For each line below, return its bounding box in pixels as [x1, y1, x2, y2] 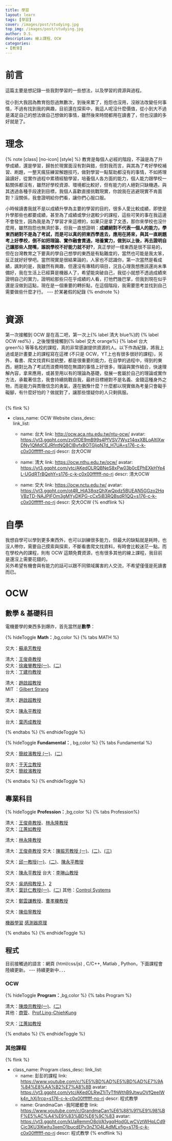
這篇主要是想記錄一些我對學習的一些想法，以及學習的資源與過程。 [5, 87, 144, 93]
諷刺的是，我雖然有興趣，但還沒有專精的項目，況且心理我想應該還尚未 [14, 263, 162, 269]
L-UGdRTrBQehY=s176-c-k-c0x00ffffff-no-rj [20, 471, 114, 477]
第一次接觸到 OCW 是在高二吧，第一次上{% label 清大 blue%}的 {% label [5, 331, 159, 338]
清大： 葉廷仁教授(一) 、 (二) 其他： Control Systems [5, 887, 111, 893]
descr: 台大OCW [56, 448, 92, 454]
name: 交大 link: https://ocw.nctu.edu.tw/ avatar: [20, 482, 123, 488]
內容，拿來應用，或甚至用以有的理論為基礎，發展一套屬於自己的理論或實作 [9, 370, 167, 377]
